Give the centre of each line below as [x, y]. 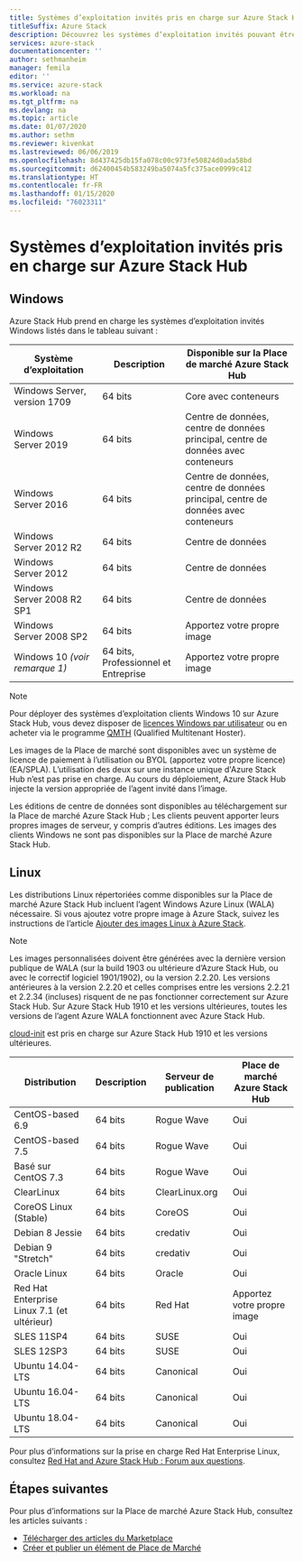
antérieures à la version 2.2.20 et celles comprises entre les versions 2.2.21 [150, 987]
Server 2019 [41, 445]
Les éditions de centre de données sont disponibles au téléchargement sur [148, 806]
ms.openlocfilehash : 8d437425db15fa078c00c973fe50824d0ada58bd [131, 160]
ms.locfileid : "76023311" [58, 203]
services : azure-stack [52, 43]
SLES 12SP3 [41, 1351]
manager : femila [40, 69]
